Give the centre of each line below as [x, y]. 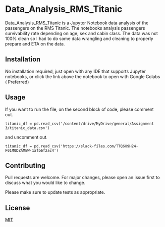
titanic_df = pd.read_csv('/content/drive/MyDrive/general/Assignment [80, 124]
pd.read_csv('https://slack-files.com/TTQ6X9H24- [86, 146]
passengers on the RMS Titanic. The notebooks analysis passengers [75, 28]
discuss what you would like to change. [45, 183]
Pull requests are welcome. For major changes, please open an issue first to [82, 178]
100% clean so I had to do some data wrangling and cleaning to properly [79, 39]
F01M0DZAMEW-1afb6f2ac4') [32, 150]
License [18, 208]
